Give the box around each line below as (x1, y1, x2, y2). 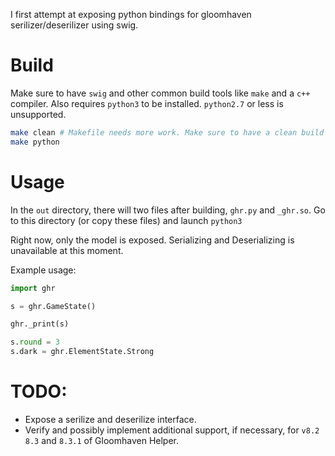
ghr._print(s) (10, 319, 70, 329)
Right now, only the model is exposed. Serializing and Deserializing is (10, 234, 295, 246)
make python (10, 137, 60, 147)
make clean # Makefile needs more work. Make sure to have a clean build (10, 127, 325, 138)
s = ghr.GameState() (10, 301, 97, 311)
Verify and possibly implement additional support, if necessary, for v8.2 (24, 424, 320, 436)
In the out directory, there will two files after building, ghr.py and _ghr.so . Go (10, 204, 326, 216)
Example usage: (10, 264, 77, 276)
